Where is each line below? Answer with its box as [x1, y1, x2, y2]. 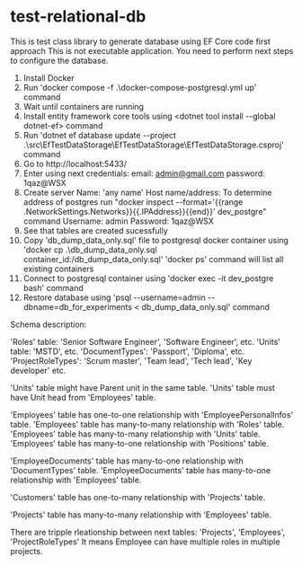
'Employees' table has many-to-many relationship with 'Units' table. [10, 428, 261, 439]
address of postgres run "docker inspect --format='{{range [22, 196, 244, 207]
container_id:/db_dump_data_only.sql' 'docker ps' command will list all [22, 253, 284, 264]
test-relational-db [10, 6, 147, 27]
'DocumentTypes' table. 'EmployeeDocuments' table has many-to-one [10, 464, 271, 475]
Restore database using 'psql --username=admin [22, 292, 206, 303]
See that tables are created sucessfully [22, 225, 169, 235]
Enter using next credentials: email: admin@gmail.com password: [22, 168, 266, 179]
